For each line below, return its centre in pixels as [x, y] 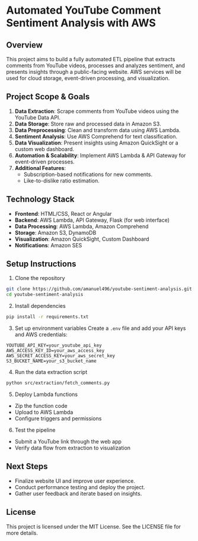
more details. [22, 533]
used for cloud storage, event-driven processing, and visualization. [88, 78]
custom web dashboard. [44, 149]
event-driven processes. [45, 162]
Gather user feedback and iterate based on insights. [78, 493]
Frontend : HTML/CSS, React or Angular [63, 213]
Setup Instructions [41, 264]
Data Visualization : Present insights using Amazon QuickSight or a [97, 143]
